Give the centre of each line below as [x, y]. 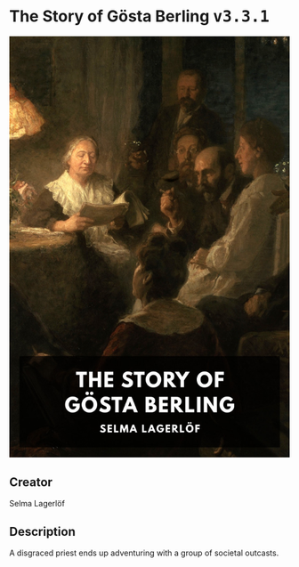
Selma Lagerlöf [37, 504]
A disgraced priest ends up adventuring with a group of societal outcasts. [144, 553]
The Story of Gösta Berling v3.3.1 [139, 16]
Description [42, 531]
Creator [31, 482]
